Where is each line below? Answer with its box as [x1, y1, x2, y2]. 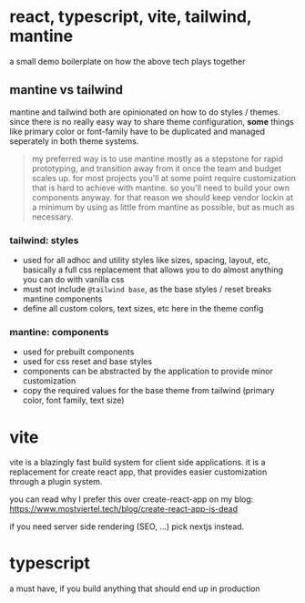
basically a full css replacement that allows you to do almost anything [22, 264, 284, 275]
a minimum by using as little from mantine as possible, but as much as [31, 201, 295, 212]
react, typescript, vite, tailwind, [9, 6, 252, 27]
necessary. [31, 211, 74, 222]
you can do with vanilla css [22, 274, 125, 285]
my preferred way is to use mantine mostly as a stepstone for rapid [31, 153, 284, 164]
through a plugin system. [9, 476, 103, 487]
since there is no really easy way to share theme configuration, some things [9, 116, 294, 127]
